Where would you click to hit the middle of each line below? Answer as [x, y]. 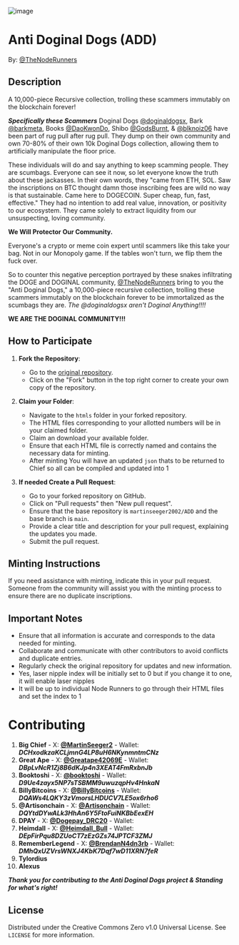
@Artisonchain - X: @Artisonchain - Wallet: [85, 806]
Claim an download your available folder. [89, 438]
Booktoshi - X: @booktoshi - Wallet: [72, 775]
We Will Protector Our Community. [61, 231]
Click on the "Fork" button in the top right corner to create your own [129, 380]
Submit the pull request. [64, 541]
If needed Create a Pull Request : [67, 482]
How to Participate [50, 342]
